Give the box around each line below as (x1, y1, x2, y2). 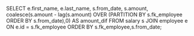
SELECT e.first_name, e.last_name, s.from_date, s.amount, (6, 5, 148, 12)
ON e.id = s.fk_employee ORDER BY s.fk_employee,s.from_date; (6, 23, 162, 30)
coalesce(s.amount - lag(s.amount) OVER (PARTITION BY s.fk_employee (6, 11, 183, 18)
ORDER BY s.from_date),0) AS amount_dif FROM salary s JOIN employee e (6, 17, 188, 24)
